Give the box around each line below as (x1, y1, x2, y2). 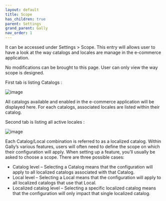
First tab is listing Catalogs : (5, 79, 62, 85)
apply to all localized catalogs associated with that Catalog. (12, 169, 135, 175)
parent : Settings (5, 21, 41, 26)
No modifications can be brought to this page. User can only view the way (5, 64, 158, 70)
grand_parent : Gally (5, 26, 48, 31)
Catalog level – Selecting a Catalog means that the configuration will (12, 164, 153, 170)
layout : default (5, 7, 39, 12)
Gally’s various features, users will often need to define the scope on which (5, 144, 160, 150)
